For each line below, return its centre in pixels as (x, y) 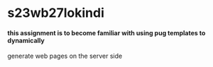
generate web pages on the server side (65, 56)
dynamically (26, 40)
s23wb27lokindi (56, 13)
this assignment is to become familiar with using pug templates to (106, 32)
